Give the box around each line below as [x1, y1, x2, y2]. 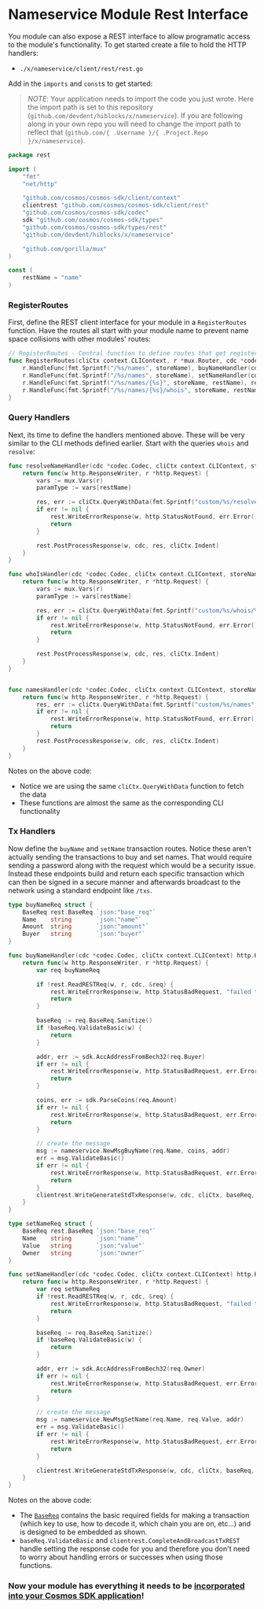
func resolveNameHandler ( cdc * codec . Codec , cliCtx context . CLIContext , [8, 462, 247, 470]
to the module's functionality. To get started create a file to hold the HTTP [8, 39, 247, 49]
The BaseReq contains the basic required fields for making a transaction [19, 1511, 250, 1520]
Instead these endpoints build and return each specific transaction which [8, 868, 245, 878]
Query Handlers [8, 412, 71, 423]
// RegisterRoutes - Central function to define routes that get [8, 350, 226, 357]
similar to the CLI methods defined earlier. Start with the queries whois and [8, 438, 249, 448]
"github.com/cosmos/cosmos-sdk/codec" [22, 209, 149, 217]
